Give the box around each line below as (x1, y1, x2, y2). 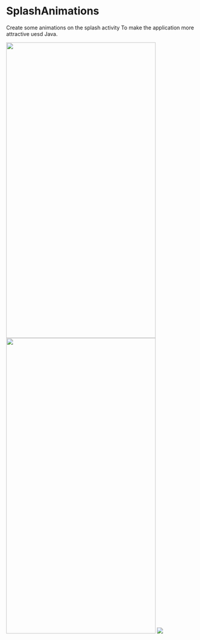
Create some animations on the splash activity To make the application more (6, 24, 194, 31)
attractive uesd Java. (6, 30, 58, 37)
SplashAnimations (6, 4, 100, 18)
